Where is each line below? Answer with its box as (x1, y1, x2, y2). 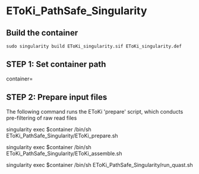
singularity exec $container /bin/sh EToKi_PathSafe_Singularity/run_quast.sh (6, 161, 193, 168)
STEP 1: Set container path (6, 59, 106, 69)
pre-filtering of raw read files (6, 114, 77, 121)
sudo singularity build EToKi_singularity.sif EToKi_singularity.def (6, 43, 182, 49)
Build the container (6, 28, 78, 38)
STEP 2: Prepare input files (6, 92, 108, 102)
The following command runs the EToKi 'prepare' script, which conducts (6, 108, 184, 115)
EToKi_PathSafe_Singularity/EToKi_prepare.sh (6, 132, 118, 139)
